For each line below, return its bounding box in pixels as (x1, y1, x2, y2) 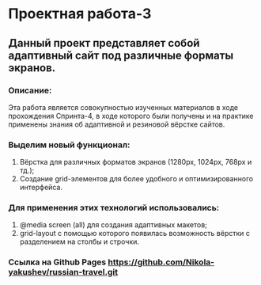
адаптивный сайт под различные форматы (8, 48, 234, 62)
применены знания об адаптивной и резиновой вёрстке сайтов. (8, 120, 225, 129)
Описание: (8, 85, 52, 96)
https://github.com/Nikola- (108, 256, 215, 268)
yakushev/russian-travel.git (8, 267, 119, 278)
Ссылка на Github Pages (8, 256, 107, 268)
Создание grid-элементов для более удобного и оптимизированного (19, 174, 254, 184)
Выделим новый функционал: (8, 139, 130, 150)
